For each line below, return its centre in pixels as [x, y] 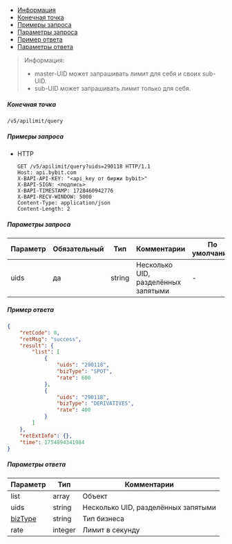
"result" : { [37, 346]
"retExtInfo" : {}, [46, 436]
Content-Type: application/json [64, 203]
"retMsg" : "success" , [50, 339]
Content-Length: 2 [43, 209]
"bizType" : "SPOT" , [84, 371]
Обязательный [78, 249]
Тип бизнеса [104, 519]
